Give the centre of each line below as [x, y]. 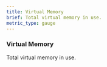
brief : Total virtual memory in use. [54, 18]
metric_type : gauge [31, 23]
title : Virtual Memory [35, 12]
